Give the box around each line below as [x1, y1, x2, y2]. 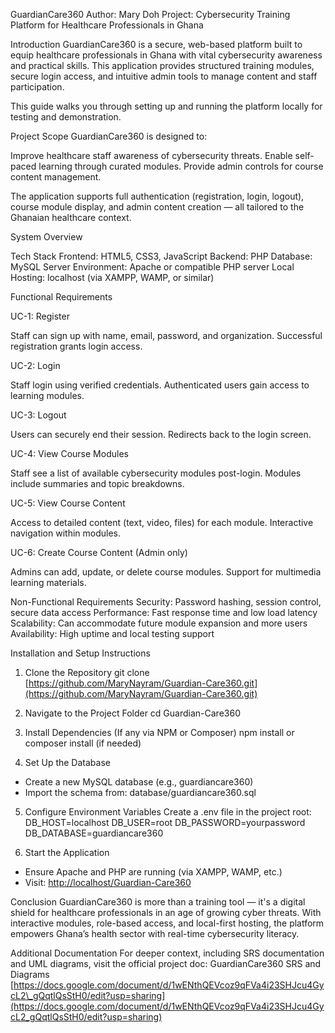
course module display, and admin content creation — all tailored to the [10, 201, 305, 213]
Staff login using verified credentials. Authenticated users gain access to [10, 379, 310, 391]
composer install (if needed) [24, 737, 142, 749]
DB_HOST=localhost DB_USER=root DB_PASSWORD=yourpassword [24, 817, 306, 828]
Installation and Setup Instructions [10, 647, 151, 659]
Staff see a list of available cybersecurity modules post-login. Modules [10, 467, 302, 479]
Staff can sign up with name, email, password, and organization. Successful [10, 330, 323, 341]
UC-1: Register [10, 310, 70, 322]
